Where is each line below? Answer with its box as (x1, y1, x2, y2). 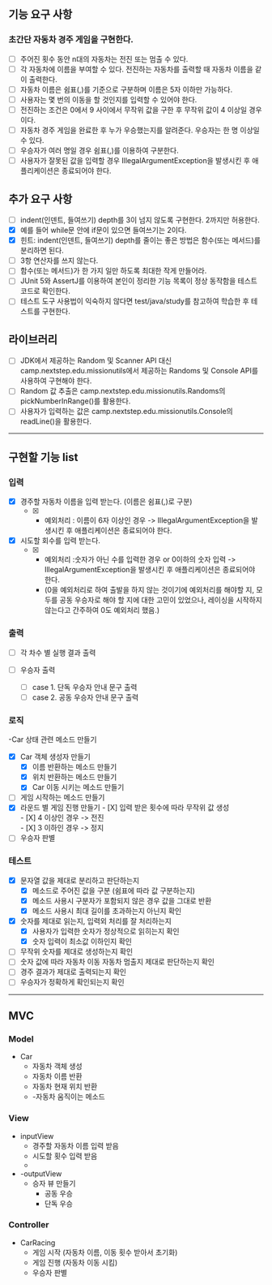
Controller (8, 1219, 49, 1231)
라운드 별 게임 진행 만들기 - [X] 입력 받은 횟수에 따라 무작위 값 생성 (19, 803, 230, 813)
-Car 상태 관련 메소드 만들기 (8, 735, 97, 744)
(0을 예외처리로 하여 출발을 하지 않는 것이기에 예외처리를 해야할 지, (44, 585, 255, 595)
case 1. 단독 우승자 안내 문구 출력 (32, 682, 138, 692)
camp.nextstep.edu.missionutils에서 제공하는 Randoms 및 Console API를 (19, 366, 259, 376)
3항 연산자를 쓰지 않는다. (19, 256, 99, 265)
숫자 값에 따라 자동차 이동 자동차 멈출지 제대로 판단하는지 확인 (19, 957, 215, 967)
